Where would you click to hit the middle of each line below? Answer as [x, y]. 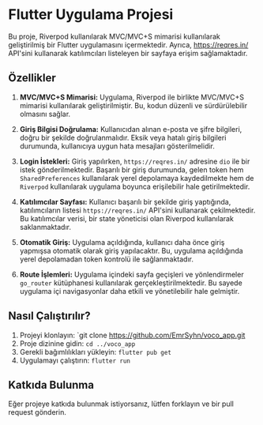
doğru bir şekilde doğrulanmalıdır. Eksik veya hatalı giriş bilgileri [123, 137]
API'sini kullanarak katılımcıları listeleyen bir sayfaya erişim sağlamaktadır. [128, 53]
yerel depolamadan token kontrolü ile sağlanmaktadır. [106, 259]
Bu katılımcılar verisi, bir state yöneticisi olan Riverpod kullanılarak [127, 218]
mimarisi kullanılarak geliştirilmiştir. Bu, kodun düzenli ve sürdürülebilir [133, 105]
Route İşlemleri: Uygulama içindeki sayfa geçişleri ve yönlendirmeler [131, 274]
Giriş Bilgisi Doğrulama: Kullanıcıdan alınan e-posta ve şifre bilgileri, [131, 129]
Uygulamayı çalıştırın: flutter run [75, 360]
